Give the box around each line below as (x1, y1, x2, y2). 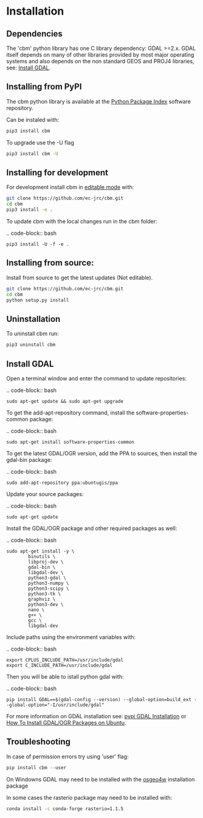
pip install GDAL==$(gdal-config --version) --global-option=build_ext (6, 696, 191, 702)
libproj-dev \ (28, 559, 64, 565)
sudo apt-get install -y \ (6, 548, 75, 554)
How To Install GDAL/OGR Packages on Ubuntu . (6, 719, 126, 726)
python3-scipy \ (28, 586, 69, 592)
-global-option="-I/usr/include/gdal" (6, 702, 105, 708)
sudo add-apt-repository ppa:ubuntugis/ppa (6, 480, 119, 486)
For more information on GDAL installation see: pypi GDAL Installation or (6, 712, 187, 719)
